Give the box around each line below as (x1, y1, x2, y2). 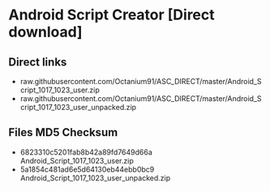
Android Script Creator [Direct (8, 6, 215, 24)
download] (8, 23, 83, 41)
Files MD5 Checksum (8, 125, 118, 139)
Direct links (8, 55, 67, 69)
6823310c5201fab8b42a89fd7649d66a (19, 147, 152, 157)
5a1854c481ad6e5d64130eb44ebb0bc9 (19, 164, 155, 174)
